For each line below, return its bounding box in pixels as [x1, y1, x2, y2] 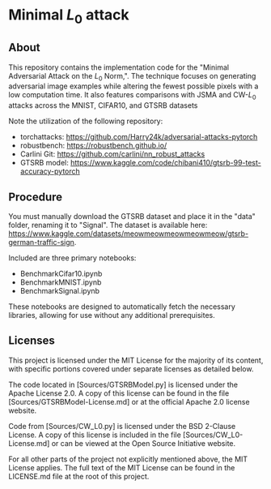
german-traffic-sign [8, 238, 75, 247]
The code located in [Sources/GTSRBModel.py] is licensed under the [8, 380, 239, 389]
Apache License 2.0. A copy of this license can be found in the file [8, 388, 230, 398]
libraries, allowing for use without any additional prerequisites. [8, 311, 216, 320]
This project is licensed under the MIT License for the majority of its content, [8, 355, 264, 365]
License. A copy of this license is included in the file [8, 430, 182, 440]
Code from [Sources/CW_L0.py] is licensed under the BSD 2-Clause [8, 421, 236, 431]
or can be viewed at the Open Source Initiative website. [51, 438, 236, 448]
